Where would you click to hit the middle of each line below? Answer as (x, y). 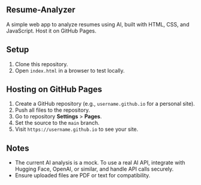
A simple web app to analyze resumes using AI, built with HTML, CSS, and (98, 24)
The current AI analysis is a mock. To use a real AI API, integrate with (100, 163)
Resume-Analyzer (41, 10)
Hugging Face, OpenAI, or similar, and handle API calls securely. (94, 169)
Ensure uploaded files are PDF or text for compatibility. (82, 175)
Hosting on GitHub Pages (54, 89)
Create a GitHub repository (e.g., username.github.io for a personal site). (105, 104)
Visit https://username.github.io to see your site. (76, 129)
